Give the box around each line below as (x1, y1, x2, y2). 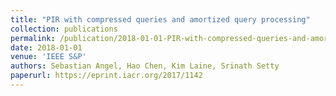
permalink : (10, 33, 56, 43)
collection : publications (10, 24, 118, 34)
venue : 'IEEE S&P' (10, 52, 87, 62)
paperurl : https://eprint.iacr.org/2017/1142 (10, 71, 203, 81)
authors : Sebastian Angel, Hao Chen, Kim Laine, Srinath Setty (10, 61, 280, 71)
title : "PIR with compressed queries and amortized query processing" (10, 14, 311, 25)
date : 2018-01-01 (10, 42, 83, 53)
